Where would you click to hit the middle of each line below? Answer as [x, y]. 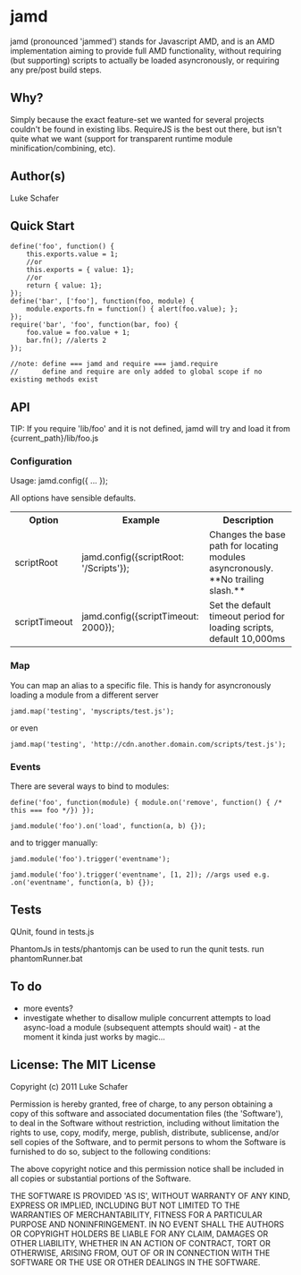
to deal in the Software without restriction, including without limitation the [145, 1123]
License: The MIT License [83, 1065]
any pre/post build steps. [56, 70]
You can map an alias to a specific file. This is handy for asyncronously [141, 685]
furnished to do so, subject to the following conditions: [110, 1151]
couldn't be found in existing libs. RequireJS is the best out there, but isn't [146, 129]
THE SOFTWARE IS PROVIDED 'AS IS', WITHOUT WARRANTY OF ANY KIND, [150, 1195]
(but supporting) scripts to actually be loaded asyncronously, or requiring [145, 60]
